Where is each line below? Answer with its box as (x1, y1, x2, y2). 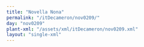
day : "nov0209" (6, 20, 45, 26)
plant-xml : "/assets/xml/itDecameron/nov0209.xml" (6, 26, 138, 32)
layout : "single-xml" (6, 32, 62, 38)
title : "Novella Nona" (6, 9, 64, 15)
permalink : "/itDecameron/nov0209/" (6, 15, 100, 21)
